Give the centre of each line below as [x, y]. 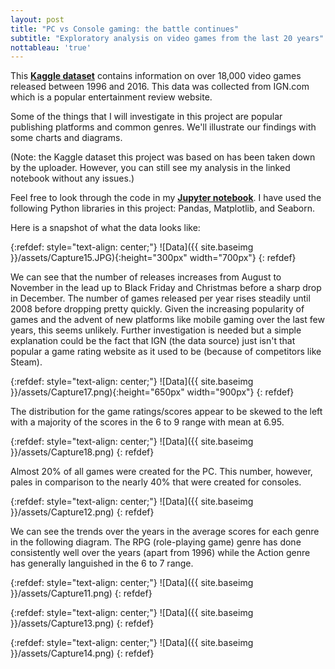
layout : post [37, 19]
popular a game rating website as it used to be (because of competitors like [166, 352]
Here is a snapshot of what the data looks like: [105, 228]
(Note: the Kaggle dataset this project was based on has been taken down [163, 157]
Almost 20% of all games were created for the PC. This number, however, [161, 472]
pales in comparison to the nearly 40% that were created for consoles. [156, 482]
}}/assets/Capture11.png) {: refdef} [81, 593]
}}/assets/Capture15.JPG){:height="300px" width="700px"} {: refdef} [153, 258]
